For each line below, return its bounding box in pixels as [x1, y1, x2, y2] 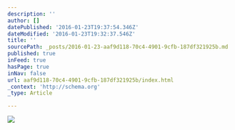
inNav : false [7, 70, 46, 77]
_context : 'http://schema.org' [7, 83, 101, 90]
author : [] [7, 17, 40, 24]
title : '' [7, 37, 37, 44]
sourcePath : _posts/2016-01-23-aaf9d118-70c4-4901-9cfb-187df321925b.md [7, 43, 229, 50]
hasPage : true [7, 63, 50, 70]
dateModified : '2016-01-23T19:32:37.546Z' [7, 30, 136, 38]
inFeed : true [7, 57, 46, 64]
